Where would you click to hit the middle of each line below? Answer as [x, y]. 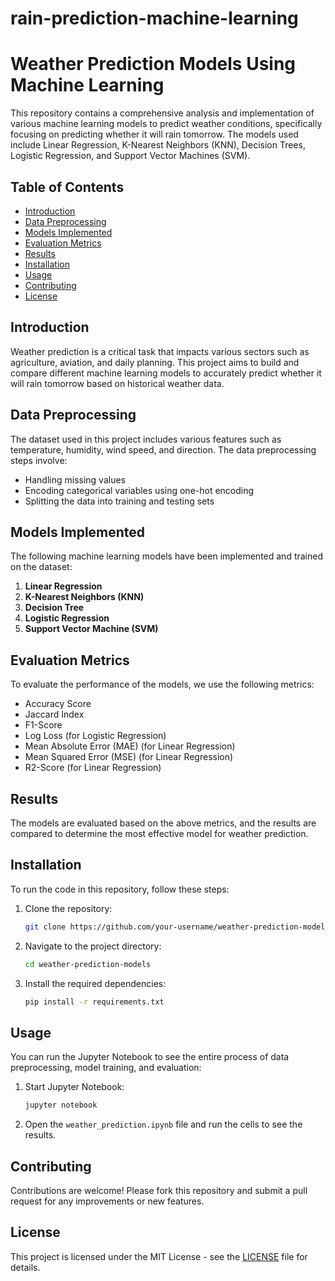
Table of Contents [67, 187]
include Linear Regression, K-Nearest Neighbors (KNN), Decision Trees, [158, 145]
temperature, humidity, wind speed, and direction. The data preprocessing [163, 449]
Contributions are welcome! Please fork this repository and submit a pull [159, 1190]
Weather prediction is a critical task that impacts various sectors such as [160, 351]
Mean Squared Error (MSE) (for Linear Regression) [129, 757]
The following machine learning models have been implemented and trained [166, 556]
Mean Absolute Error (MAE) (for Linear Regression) [130, 746]
